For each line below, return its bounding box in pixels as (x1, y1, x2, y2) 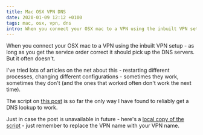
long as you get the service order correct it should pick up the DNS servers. (6, 49, 195, 56)
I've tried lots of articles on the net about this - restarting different (6, 67, 170, 74)
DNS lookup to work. (6, 104, 58, 111)
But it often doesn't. (6, 55, 56, 62)
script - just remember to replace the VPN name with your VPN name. (6, 122, 180, 130)
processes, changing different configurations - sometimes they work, (6, 73, 179, 80)
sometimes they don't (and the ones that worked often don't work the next (6, 80, 192, 87)
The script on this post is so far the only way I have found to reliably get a (6, 98, 189, 105)
